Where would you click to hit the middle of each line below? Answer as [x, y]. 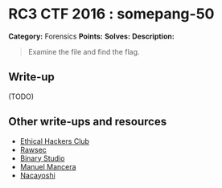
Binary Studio [42, 158]
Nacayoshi [38, 175]
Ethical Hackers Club [55, 141]
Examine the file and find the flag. [84, 51]
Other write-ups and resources [88, 122]
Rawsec [33, 149]
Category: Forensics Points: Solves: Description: [91, 36]
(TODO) [21, 96]
